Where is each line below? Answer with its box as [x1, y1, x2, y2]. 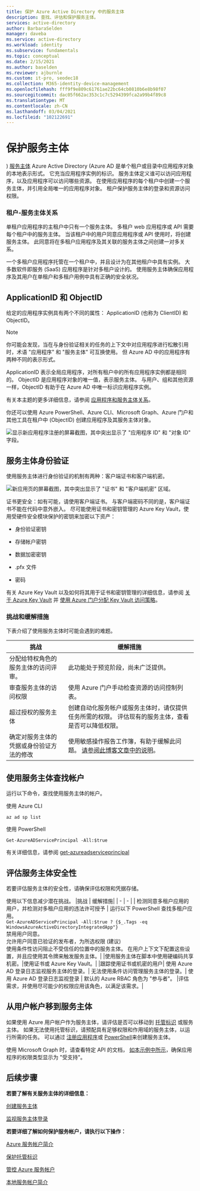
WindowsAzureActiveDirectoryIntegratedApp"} [6, 924, 118, 930]
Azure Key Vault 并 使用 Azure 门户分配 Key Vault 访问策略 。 [12, 596, 161, 604]
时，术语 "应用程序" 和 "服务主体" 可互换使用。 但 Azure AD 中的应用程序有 [6, 348, 190, 355]
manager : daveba [6, 31, 46, 37]
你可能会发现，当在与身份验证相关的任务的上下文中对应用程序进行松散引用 [6, 341, 189, 348]
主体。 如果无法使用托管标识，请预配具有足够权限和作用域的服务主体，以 [6, 1026, 185, 1033]
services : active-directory [6, 20, 76, 26]
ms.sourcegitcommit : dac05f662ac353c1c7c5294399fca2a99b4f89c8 [6, 92, 167, 98]
